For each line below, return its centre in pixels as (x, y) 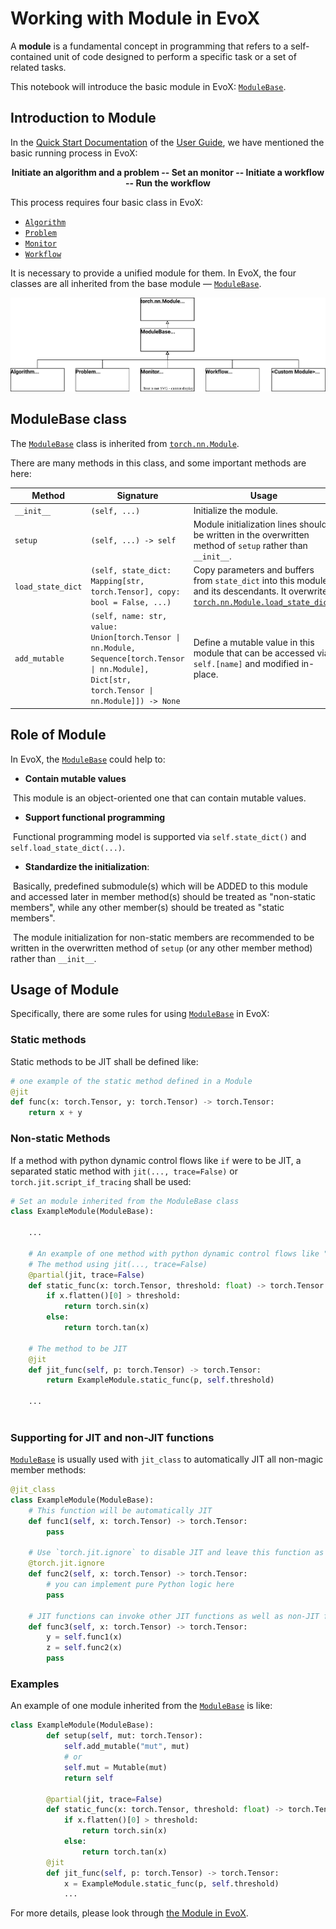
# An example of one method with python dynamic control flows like (174, 1253)
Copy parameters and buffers (254, 570)
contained (31, 56)
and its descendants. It (240, 591)
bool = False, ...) (131, 603)
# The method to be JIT (78, 1348)
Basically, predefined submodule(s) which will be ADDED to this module (160, 886)
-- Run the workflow (168, 183)
